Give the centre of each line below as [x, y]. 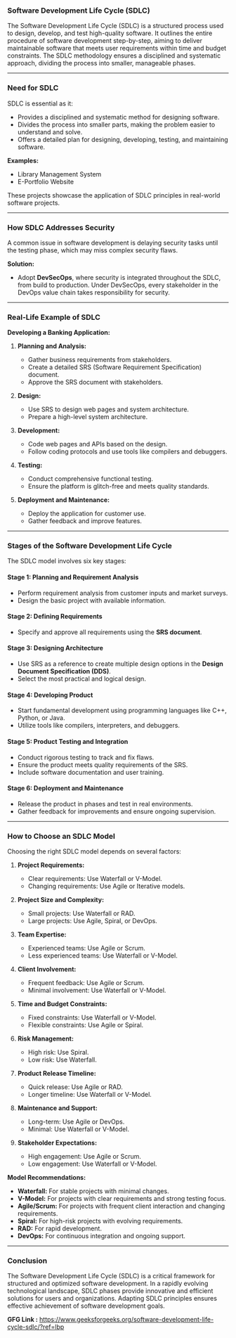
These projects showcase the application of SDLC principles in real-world [114, 195]
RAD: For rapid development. [59, 1228]
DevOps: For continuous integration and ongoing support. [101, 1236]
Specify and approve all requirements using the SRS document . [110, 632]
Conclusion [27, 1261]
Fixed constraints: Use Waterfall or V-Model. [92, 1017]
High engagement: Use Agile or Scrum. [85, 1156]
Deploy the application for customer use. [87, 514]
